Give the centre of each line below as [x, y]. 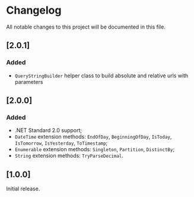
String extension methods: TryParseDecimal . [69, 156]
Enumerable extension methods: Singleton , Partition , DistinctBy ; [95, 149]
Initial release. [23, 189]
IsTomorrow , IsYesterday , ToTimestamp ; [61, 143]
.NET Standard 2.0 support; [48, 130]
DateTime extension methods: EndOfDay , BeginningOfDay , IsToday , [93, 137]
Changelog [34, 10]
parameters [29, 82]
